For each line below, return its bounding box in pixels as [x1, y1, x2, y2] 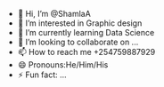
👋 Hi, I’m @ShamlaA [17, 9, 91, 19]
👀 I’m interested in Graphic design [17, 18, 143, 28]
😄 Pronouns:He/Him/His [17, 59, 109, 70]
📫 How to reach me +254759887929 [17, 47, 156, 57]
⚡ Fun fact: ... [17, 69, 67, 80]
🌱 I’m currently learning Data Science [17, 28, 155, 37]
